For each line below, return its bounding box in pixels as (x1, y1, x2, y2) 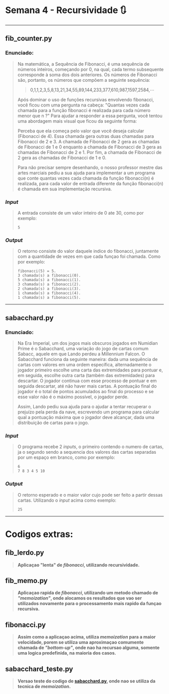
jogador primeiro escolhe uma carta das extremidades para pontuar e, (17, 367, 163, 373)
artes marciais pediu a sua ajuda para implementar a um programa (17, 170, 155, 176)
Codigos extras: (5, 528, 73, 540)
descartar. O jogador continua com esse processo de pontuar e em (17, 378, 157, 384)
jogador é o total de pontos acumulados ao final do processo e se (17, 388, 154, 394)
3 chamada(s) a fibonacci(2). (17, 282, 81, 287)
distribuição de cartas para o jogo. (17, 419, 89, 425)
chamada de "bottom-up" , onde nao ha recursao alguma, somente (17, 645, 160, 651)
